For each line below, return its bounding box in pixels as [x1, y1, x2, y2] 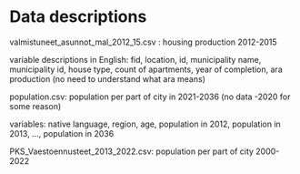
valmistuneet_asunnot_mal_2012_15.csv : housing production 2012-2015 [9, 36, 277, 47]
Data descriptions [9, 6, 147, 27]
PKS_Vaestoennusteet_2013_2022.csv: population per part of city [9, 146, 255, 157]
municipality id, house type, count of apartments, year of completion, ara [9, 64, 284, 75]
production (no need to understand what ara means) [9, 73, 206, 84]
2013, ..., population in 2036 [9, 128, 115, 138]
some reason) [9, 100, 62, 111]
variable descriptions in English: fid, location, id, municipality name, [9, 54, 262, 65]
